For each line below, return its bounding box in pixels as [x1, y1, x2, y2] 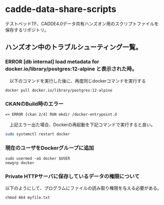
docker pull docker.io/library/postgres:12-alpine [5, 87, 113, 93]
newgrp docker [5, 160, 35, 165]
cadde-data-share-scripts [5, 3, 117, 15]
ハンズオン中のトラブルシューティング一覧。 [5, 43, 143, 51]
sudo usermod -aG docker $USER [5, 156, 70, 161]
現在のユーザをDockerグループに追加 [5, 144, 94, 151]
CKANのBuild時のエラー [5, 100, 64, 107]
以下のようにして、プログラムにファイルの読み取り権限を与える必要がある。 [5, 185, 162, 191]
